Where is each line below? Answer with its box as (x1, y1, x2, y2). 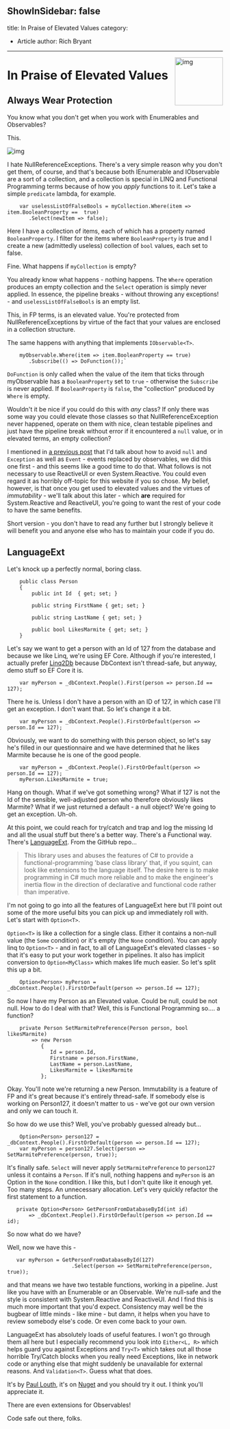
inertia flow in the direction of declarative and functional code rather (23, 880, 217, 888)
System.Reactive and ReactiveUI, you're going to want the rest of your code (7, 498, 221, 507)
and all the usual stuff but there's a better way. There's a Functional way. (7, 831, 212, 839)
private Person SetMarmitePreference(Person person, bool (19, 1024, 188, 1031)
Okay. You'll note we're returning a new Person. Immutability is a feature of (7, 1085, 218, 1093)
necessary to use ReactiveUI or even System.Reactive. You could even (7, 469, 207, 477)
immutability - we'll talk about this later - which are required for (7, 491, 186, 499)
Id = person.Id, (50, 1048, 97, 1055)
